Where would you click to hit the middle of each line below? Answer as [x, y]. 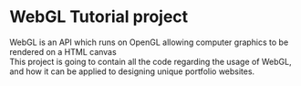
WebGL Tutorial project [99, 17]
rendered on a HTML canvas [63, 51]
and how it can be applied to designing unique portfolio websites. [132, 71]
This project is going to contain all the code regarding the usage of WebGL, [150, 61]
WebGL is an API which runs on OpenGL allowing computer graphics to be [149, 42]
